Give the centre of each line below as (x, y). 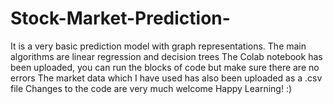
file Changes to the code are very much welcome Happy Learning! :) (151, 88)
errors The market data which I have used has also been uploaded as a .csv (166, 78)
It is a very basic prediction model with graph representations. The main (158, 46)
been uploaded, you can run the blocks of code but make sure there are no (165, 67)
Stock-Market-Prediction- (120, 18)
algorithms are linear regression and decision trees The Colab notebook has (166, 56)
